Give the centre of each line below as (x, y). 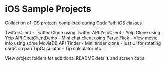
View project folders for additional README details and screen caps (75, 58)
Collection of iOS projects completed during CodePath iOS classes (74, 23)
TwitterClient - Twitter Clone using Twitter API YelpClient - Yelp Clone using (83, 32)
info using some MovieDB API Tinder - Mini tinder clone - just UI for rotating (83, 43)
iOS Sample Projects (48, 9)
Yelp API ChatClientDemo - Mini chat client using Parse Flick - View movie (81, 38)
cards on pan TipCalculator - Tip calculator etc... (55, 48)
